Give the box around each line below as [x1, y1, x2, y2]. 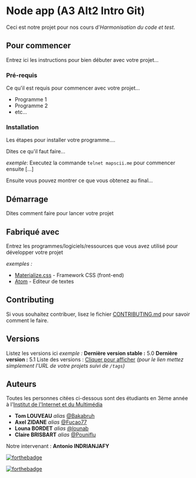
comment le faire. [6, 317, 49, 324]
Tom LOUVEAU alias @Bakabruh [14, 413, 95, 420]
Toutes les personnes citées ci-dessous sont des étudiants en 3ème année [6, 395, 188, 402]
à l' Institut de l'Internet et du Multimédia [6, 401, 103, 408]
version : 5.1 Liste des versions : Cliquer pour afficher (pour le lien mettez [6, 355, 184, 363]
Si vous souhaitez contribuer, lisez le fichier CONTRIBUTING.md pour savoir [6, 311, 190, 318]
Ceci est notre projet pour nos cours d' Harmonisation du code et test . [6, 24, 175, 31]
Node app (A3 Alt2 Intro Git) [6, 4, 145, 18]
